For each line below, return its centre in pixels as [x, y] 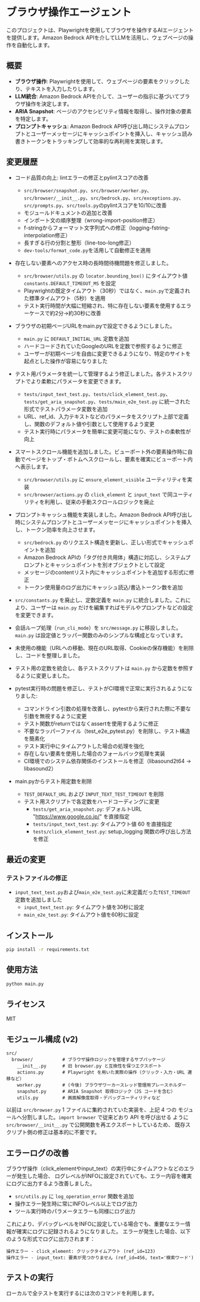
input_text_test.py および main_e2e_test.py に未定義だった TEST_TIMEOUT [103, 892]
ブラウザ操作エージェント [69, 12]
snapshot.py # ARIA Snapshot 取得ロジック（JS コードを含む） [96, 1092]
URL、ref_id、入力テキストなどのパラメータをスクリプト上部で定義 [106, 416]
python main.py [25, 984]
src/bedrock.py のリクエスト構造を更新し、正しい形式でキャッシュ [106, 542]
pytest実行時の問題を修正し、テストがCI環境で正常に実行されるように [101, 688]
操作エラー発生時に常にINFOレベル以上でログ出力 [76, 1204]
